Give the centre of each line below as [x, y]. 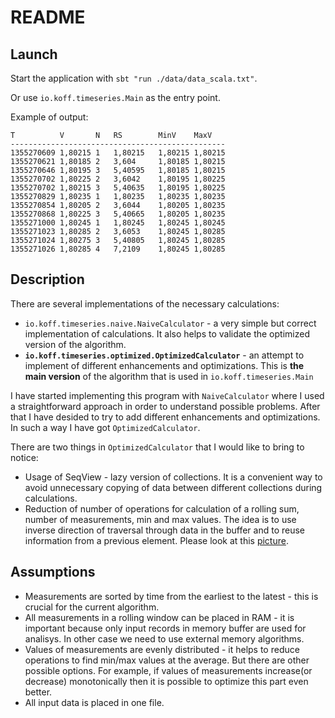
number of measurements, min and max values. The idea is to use [160, 519]
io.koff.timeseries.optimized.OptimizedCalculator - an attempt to [164, 355]
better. [38, 692]
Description [47, 279]
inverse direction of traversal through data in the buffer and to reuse [165, 530]
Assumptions [53, 572]
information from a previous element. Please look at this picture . [156, 540]
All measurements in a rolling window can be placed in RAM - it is [159, 617]
